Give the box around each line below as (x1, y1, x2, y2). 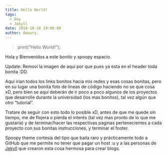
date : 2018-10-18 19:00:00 (5, 26, 61, 31)
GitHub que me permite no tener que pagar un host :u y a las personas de (5, 140, 157, 146)
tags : (5, 12, 16, 17)
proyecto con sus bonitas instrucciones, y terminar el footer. (5, 125, 129, 131)
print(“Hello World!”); (17, 44, 61, 50)
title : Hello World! (5, 7, 48, 12)
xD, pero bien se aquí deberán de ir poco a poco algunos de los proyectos (5, 89, 158, 95)
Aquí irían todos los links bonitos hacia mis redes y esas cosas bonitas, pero (5, 78, 162, 84)
